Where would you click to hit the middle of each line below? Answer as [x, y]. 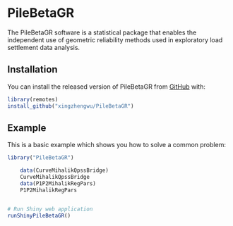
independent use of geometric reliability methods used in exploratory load [115, 39]
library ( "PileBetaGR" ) [41, 158]
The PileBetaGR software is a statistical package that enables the [102, 32]
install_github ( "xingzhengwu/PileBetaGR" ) [71, 106]
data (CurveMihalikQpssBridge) [65, 170]
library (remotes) [33, 99]
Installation [32, 69]
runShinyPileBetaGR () [39, 215]
